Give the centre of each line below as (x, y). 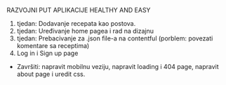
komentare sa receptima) (53, 46)
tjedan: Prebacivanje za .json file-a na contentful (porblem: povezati (115, 38)
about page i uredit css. (51, 74)
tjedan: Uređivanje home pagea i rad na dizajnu (85, 31)
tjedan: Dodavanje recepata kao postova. (76, 23)
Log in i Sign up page (47, 53)
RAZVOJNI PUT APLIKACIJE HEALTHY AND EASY (79, 10)
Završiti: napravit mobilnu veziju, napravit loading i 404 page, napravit (118, 67)
